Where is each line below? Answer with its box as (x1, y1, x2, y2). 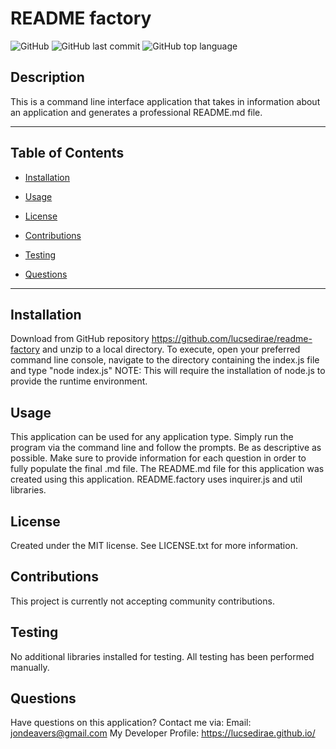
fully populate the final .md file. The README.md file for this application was (10, 463, 325, 475)
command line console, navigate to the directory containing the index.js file (10, 354, 320, 366)
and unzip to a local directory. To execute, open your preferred (41, 343, 301, 356)
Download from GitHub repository (10, 333, 150, 345)
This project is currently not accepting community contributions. (10, 595, 275, 607)
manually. (10, 661, 50, 673)
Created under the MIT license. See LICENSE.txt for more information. (10, 540, 298, 551)
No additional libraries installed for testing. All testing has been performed (10, 650, 315, 662)
